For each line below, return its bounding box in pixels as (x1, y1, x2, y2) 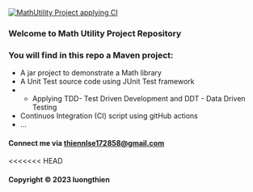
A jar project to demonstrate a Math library (19, 68, 162, 78)
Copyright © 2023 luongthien (8, 175, 111, 185)
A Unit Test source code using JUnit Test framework (19, 77, 195, 87)
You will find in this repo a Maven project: (8, 49, 174, 61)
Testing (32, 102, 57, 113)
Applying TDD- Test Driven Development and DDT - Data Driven (32, 94, 246, 104)
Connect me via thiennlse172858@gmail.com (8, 138, 165, 147)
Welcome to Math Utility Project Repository (8, 28, 182, 39)
